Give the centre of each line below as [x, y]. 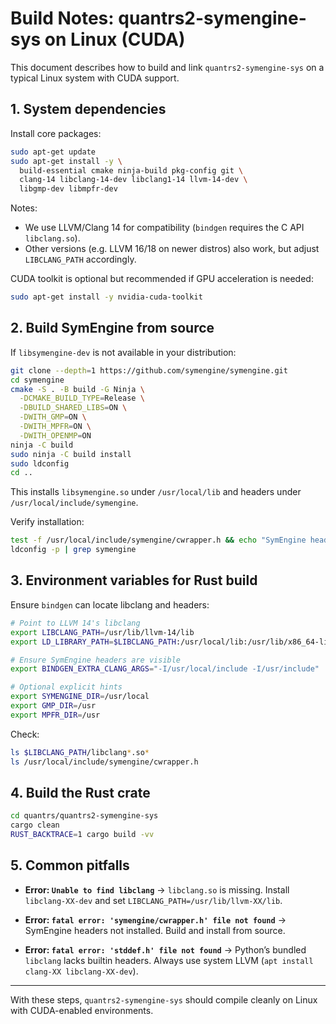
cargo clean [35, 825]
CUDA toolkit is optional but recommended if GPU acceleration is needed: [162, 279]
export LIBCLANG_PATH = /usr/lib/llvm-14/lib [102, 632]
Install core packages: [56, 133]
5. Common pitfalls [70, 865]
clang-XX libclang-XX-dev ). [81, 971]
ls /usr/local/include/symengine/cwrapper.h [104, 762]
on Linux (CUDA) [115, 39]
